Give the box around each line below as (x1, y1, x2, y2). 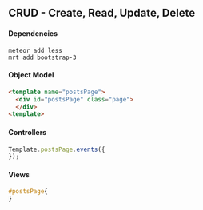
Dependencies (8, 28, 58, 38)
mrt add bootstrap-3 (8, 53, 78, 61)
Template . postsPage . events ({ (8, 145, 105, 153)
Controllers (8, 127, 47, 137)
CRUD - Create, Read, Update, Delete (8, 6, 196, 20)
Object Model (8, 70, 54, 80)
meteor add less (8, 46, 62, 54)
